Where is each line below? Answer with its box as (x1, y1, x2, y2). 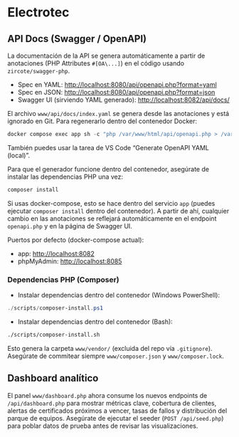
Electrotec (7, 4, 70, 21)
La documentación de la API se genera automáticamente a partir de (7, 51, 206, 60)
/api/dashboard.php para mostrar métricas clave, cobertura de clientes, (7, 399, 217, 407)
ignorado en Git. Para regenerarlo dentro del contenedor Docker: (7, 117, 198, 125)
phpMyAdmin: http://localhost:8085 (17, 257, 122, 265)
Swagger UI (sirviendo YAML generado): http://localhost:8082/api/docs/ (17, 95, 230, 104)
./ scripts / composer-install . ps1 (7, 305, 103, 312)
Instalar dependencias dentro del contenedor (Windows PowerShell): (17, 291, 221, 300)
